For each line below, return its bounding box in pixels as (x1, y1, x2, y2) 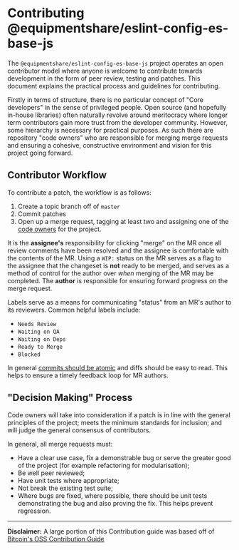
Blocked (17, 351, 41, 358)
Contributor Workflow (7, 169, 107, 181)
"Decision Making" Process (7, 392, 133, 404)
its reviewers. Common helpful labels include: (7, 305, 141, 314)
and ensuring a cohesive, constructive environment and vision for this (7, 141, 212, 149)
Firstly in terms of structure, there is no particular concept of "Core (7, 95, 204, 104)
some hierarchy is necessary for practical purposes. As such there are (7, 126, 213, 134)
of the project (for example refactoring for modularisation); (17, 461, 190, 469)
